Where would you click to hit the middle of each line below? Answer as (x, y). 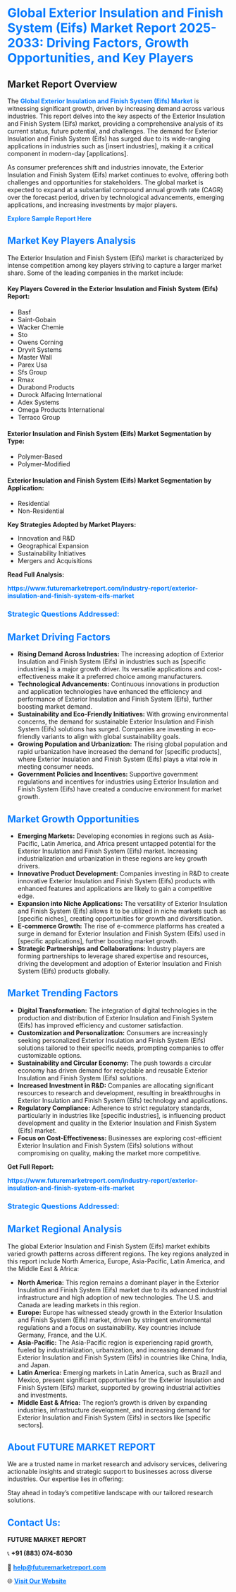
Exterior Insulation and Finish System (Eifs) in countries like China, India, (122, 1357)
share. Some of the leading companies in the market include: (95, 273)
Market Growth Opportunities (73, 819)
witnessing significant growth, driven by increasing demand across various (116, 108)
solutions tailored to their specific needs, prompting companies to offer (120, 1048)
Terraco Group (39, 418)
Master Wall (35, 358)
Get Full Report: (31, 1167)
